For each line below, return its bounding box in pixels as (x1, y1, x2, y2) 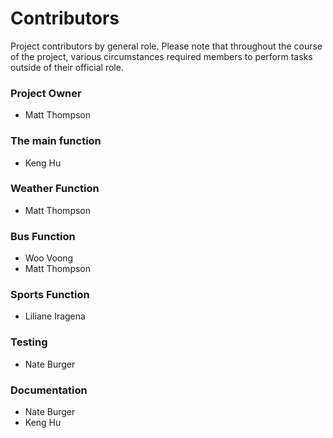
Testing (10, 335, 48, 349)
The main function (10, 134, 102, 148)
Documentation (10, 383, 88, 397)
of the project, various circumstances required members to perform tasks (10, 50, 313, 62)
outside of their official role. (10, 61, 124, 73)
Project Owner (10, 86, 82, 100)
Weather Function (10, 182, 100, 196)
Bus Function (10, 229, 76, 243)
